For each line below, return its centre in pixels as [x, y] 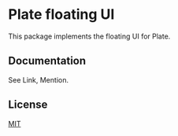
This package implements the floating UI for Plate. [89, 36]
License [28, 105]
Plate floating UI [61, 15]
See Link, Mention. [39, 79]
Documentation [47, 61]
